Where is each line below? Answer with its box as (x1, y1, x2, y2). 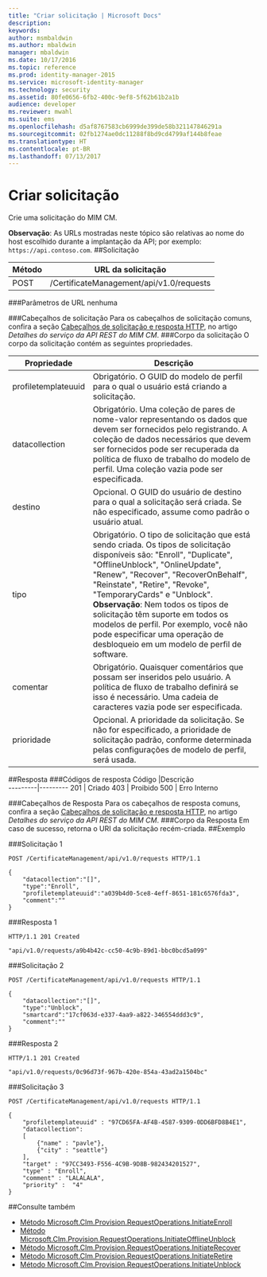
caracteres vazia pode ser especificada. (92, 701, 242, 713)
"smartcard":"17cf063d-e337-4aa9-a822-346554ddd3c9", (22, 1011, 204, 1019)
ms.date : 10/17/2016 (8, 57, 77, 64)
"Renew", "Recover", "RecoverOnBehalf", (92, 569, 248, 580)
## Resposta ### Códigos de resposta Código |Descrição (8, 775, 195, 784)
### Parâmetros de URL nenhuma (8, 298, 118, 307)
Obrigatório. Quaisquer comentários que (92, 662, 244, 673)
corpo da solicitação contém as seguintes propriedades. (8, 339, 193, 349)
